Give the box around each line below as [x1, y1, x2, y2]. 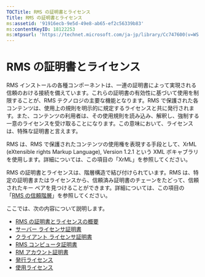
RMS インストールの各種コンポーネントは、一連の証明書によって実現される [6, 82, 197, 89]
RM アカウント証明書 [15, 249, 69, 256]
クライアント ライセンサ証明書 [15, 233, 93, 241]
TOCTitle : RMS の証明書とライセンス [6, 9, 91, 15]
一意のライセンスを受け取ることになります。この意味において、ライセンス [6, 120, 193, 127]
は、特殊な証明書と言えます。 [6, 127, 82, 135]
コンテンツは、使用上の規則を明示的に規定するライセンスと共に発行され [6, 105, 189, 112]
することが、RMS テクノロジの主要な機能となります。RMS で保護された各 [11, 97, 199, 104]
